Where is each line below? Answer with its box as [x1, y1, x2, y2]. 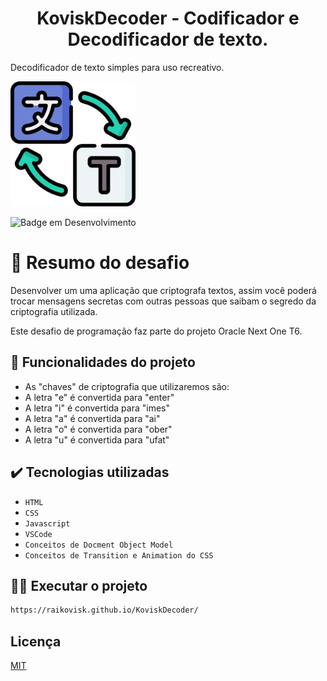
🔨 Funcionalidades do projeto [10, 354, 196, 371]
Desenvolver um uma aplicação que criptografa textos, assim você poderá [10, 284, 317, 296]
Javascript [24, 518, 71, 529]
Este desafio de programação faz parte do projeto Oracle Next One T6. [10, 325, 303, 337]
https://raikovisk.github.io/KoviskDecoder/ [10, 605, 199, 616]
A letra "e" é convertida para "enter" [24, 391, 175, 403]
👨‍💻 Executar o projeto [10, 577, 148, 594]
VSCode [24, 529, 53, 539]
